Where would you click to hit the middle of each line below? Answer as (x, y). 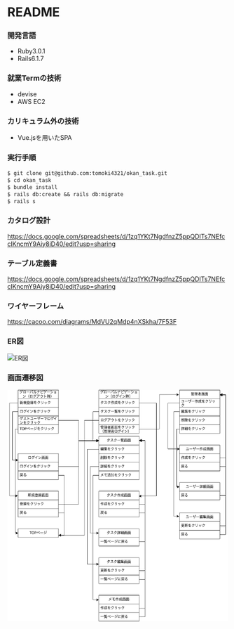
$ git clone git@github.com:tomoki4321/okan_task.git (88, 174)
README (34, 12)
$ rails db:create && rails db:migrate (66, 195)
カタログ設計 (29, 221)
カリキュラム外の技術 (43, 121)
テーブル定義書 (32, 263)
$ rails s (22, 202)
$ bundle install (33, 188)
